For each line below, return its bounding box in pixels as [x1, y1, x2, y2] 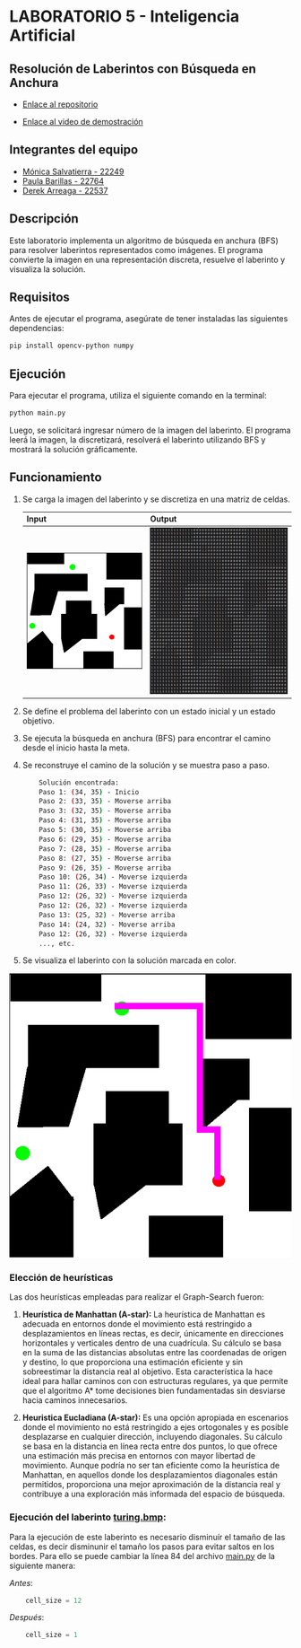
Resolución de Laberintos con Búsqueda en [9, 61, 257, 76]
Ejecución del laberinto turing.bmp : [9, 1511, 167, 1523]
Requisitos [9, 290, 70, 305]
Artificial [9, 25, 76, 46]
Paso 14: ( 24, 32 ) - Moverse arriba [39, 920, 176, 929]
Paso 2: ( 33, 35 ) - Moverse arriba [39, 797, 172, 806]
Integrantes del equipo [9, 142, 139, 158]
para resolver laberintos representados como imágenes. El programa [9, 244, 263, 255]
